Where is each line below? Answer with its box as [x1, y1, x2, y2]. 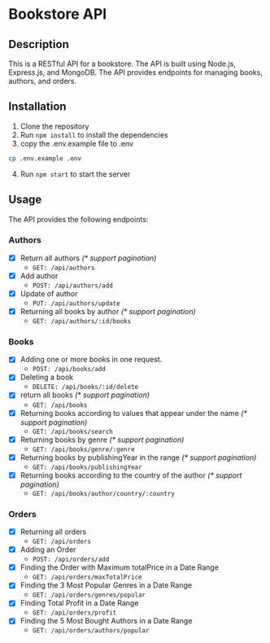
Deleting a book [20, 372, 74, 383]
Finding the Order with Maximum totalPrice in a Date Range [20, 562, 220, 572]
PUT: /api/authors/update [32, 299, 120, 308]
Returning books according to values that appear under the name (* [20, 408, 248, 418]
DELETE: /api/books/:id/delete [32, 383, 139, 391]
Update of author [20, 288, 78, 298]
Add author [20, 270, 59, 281]
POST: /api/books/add [32, 365, 106, 374]
